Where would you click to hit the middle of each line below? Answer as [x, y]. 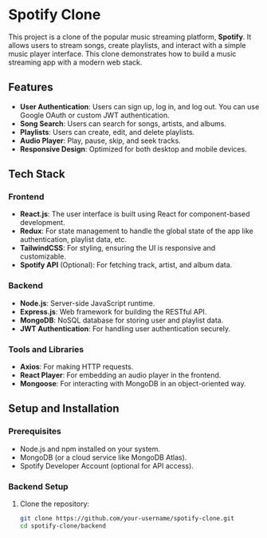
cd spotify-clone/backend [63, 526]
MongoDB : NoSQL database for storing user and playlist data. [122, 320]
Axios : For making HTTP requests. [77, 367]
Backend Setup [39, 486]
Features [31, 87]
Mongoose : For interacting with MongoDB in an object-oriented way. [133, 384]
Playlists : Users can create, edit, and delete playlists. [107, 132]
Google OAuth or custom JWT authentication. [94, 115]
